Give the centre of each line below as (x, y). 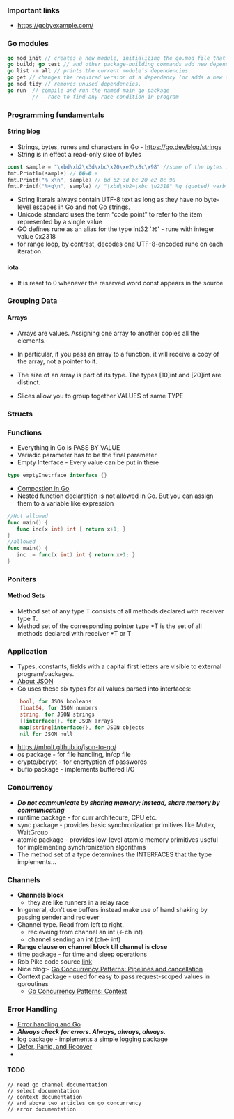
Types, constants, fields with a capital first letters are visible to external (119, 666)
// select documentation (43, 1091)
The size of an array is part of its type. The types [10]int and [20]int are (119, 375)
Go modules (28, 44)
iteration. (30, 251)
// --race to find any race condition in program (106, 97)
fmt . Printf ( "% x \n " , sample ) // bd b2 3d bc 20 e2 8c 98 (92, 180)
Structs (20, 414)
